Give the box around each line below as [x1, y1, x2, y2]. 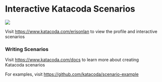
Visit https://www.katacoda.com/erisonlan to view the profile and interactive [5, 28, 158, 34]
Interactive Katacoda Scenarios [5, 3, 135, 15]
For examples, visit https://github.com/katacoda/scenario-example [5, 71, 139, 77]
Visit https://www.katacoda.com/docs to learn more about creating [5, 57, 139, 63]
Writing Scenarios [5, 46, 49, 52]
